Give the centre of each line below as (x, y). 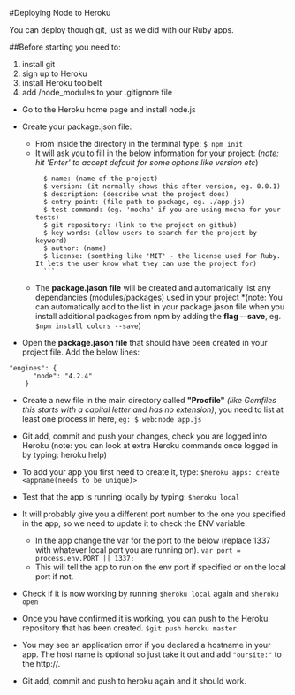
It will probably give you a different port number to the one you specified (154, 514)
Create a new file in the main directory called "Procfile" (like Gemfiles (149, 400)
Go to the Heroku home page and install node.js (109, 109)
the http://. (41, 664)
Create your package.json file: (77, 126)
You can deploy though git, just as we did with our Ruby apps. (121, 30)
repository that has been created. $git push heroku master (129, 628)
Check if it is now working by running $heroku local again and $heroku (151, 593)
